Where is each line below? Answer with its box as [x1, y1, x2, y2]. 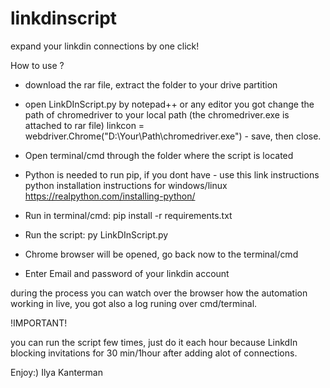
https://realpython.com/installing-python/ [24, 190, 196, 202]
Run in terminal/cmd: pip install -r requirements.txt [24, 209, 233, 221]
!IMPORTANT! [10, 317, 68, 329]
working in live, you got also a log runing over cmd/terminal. [10, 297, 258, 309]
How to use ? [10, 59, 65, 71]
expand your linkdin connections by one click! [10, 40, 200, 52]
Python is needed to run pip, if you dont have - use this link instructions [24, 168, 320, 181]
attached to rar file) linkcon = [24, 119, 145, 131]
